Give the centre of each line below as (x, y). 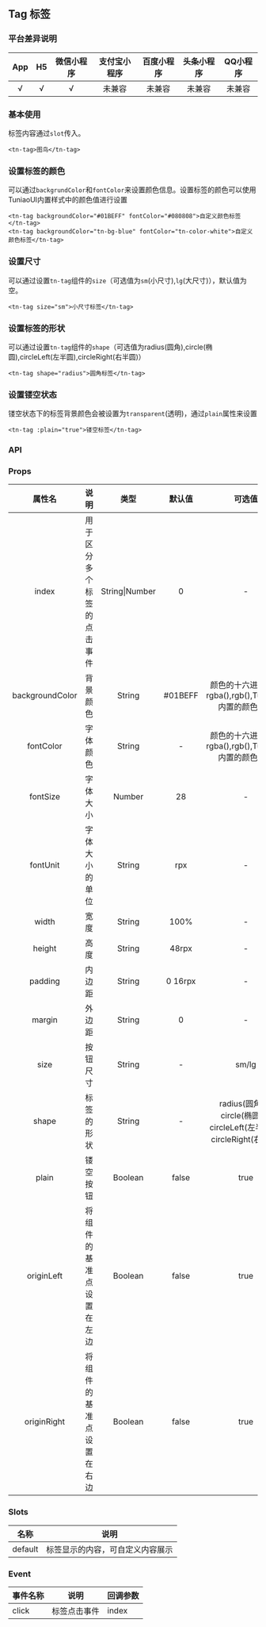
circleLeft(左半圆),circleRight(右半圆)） (82, 356)
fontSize (45, 797)
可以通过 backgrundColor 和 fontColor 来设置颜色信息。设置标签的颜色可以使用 (132, 190)
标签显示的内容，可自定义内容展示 (110, 1549)
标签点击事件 (76, 1611)
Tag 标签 (29, 14)
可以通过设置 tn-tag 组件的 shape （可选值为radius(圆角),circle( (107, 347)
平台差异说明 (33, 39)
